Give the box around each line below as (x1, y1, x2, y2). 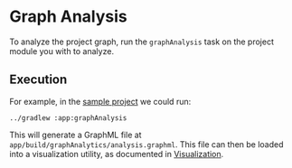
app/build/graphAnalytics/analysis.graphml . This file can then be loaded (9, 138, 284, 150)
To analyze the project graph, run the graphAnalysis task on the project (9, 36, 274, 47)
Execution (9, 72, 68, 88)
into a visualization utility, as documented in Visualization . (9, 148, 224, 159)
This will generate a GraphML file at (9, 129, 142, 140)
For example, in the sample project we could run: (9, 96, 192, 107)
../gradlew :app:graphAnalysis (9, 113, 127, 123)
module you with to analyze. (9, 45, 115, 56)
